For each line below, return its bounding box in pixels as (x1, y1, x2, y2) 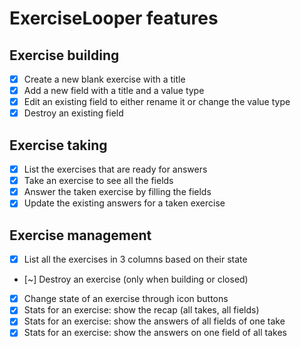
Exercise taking (9, 137, 108, 154)
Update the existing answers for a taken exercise (23, 197, 226, 209)
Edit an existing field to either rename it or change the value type (23, 96, 291, 108)
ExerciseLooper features (9, 7, 219, 30)
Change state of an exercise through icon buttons (23, 293, 229, 305)
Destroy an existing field (23, 107, 124, 119)
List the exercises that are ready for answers (23, 163, 208, 176)
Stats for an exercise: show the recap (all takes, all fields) (23, 304, 260, 316)
